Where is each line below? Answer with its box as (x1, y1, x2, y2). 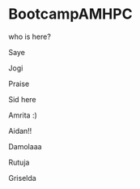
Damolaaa (8, 141, 42, 151)
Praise (8, 79, 30, 88)
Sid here (8, 94, 36, 104)
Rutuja (8, 157, 30, 167)
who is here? (8, 32, 51, 41)
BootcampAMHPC (8, 5, 133, 24)
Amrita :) (8, 110, 38, 120)
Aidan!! (8, 126, 32, 135)
